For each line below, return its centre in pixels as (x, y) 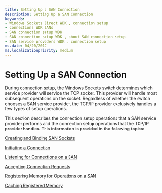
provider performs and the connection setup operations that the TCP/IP (77, 124)
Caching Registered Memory (34, 186)
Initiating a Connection (28, 148)
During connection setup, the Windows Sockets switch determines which (79, 88)
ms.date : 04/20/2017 (26, 46)
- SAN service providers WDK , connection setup (56, 42)
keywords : (15, 19)
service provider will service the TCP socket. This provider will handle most (81, 93)
